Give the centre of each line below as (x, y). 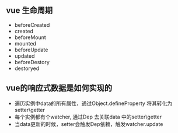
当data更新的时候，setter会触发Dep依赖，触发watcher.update (89, 124)
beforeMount (30, 37)
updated (25, 56)
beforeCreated (32, 24)
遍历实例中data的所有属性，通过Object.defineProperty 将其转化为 (93, 103)
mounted (25, 43)
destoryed (27, 68)
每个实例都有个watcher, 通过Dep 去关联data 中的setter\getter (88, 117)
